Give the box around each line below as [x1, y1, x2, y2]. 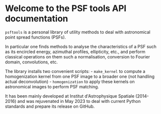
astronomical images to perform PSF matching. [5, 84, 99, 89]
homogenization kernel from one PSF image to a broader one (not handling [5, 73, 155, 79]
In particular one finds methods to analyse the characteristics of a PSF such [5, 43, 157, 49]
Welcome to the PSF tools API [5, 3, 127, 14]
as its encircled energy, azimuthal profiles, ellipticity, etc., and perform [5, 49, 145, 55]
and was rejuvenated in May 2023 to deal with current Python [17, 98, 141, 104]
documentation [5, 13, 68, 24]
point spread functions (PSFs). [5, 34, 66, 40]
